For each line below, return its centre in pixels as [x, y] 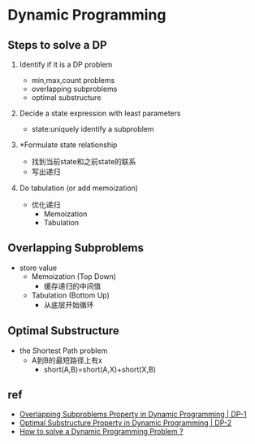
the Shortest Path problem [63, 350]
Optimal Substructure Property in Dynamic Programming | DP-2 [125, 423]
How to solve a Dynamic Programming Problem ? [101, 432]
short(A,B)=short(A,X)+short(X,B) [99, 369]
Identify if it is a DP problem [66, 64]
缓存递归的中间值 [72, 285]
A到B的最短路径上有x [67, 360]
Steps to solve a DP [57, 45]
